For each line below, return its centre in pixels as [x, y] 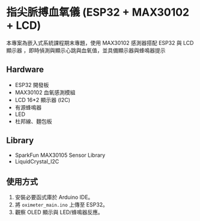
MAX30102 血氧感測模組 [45, 92]
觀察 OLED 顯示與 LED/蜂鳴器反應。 [59, 212]
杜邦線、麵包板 [33, 121]
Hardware [25, 70]
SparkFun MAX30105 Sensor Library [60, 155]
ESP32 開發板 [32, 85]
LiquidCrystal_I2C [37, 161]
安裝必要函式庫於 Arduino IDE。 [54, 197]
